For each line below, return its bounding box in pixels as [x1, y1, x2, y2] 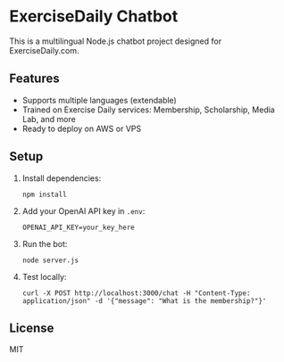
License [9, 320, 54, 335]
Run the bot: [21, 238, 68, 249]
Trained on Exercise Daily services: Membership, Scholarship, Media [21, 104, 275, 115]
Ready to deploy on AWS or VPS [21, 123, 141, 134]
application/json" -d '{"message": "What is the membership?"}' [21, 296, 267, 305]
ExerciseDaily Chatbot [9, 6, 179, 27]
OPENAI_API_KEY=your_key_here [21, 223, 136, 232]
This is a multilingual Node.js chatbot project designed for [9, 36, 221, 46]
